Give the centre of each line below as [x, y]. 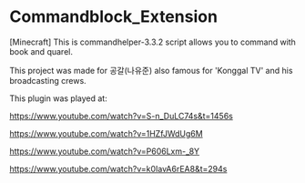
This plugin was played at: [58, 98]
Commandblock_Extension [114, 17]
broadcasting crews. [48, 80]
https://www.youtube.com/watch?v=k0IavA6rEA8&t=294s [118, 168]
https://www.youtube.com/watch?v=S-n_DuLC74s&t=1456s [122, 116]
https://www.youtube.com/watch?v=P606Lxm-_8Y [105, 151]
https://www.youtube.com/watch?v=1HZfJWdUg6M [106, 133]
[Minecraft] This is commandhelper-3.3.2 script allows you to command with [152, 42]
